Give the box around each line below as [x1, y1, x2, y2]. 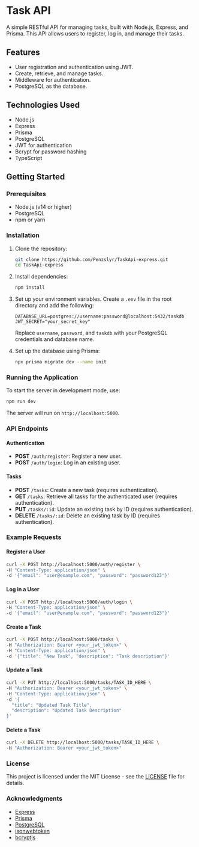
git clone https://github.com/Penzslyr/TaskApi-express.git [14, 256, 168, 262]
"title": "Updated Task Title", [11, 702, 93, 708]
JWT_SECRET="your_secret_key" [14, 319, 91, 325]
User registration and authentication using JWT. [14, 63, 134, 70]
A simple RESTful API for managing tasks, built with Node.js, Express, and [6, 23, 189, 31]
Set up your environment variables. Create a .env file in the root [14, 295, 172, 303]
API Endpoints [6, 425, 49, 433]
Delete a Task [6, 726, 41, 733]
